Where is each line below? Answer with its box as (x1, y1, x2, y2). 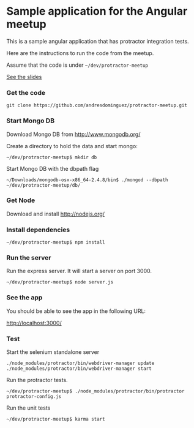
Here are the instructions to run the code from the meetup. (6, 49, 154, 56)
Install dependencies (6, 225, 70, 234)
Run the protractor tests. (6, 377, 69, 384)
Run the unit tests (6, 404, 51, 411)
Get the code (6, 88, 46, 97)
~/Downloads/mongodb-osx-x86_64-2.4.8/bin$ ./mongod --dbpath (6, 176, 168, 183)
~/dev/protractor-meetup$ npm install (6, 239, 105, 246)
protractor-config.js (6, 394, 62, 400)
